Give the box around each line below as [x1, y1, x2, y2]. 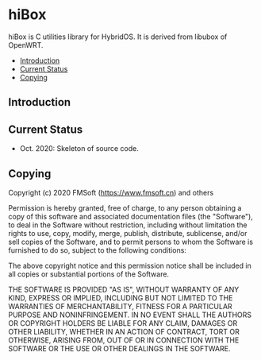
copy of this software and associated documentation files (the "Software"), [8, 211, 254, 221]
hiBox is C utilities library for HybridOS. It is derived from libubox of [8, 32, 228, 41]
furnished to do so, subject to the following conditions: [8, 245, 186, 255]
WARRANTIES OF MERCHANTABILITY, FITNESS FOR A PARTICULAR [8, 301, 232, 311]
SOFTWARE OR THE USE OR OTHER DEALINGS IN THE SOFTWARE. [8, 343, 231, 353]
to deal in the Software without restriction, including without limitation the [8, 220, 248, 230]
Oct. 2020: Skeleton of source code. [19, 144, 139, 153]
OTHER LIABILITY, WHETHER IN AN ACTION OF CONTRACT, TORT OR [8, 327, 240, 336]
